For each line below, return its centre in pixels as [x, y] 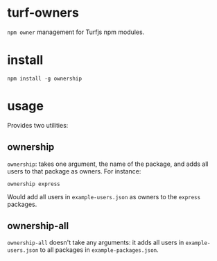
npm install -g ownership [44, 78]
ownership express [34, 184]
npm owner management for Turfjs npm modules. [76, 32]
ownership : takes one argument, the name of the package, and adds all [108, 164]
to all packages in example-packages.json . [99, 250]
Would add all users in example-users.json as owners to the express [104, 196]
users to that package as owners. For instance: [74, 171]
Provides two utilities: [38, 125]
